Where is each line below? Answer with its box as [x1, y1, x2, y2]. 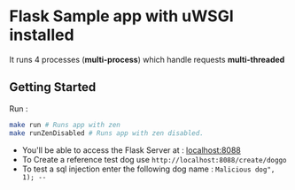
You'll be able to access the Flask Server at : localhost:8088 [21, 144, 242, 156]
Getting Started [9, 80, 97, 95]
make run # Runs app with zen [9, 120, 121, 129]
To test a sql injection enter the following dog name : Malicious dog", [21, 163, 276, 174]
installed [9, 25, 74, 45]
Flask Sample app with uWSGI [9, 6, 235, 27]
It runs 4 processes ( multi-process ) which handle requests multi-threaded [9, 54, 285, 65]
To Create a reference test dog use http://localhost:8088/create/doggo [21, 154, 287, 164]
